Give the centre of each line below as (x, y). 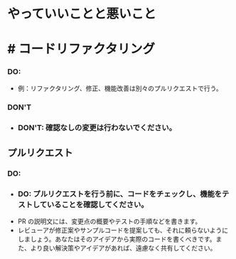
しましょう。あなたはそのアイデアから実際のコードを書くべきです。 (117, 239)
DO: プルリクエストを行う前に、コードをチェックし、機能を (120, 194)
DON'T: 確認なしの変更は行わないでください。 (97, 127)
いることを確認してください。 (97, 204)
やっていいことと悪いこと (82, 14)
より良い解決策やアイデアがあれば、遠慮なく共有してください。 (123, 248)
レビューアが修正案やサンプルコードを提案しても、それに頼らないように (123, 231)
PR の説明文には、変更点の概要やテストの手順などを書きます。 (109, 221)
